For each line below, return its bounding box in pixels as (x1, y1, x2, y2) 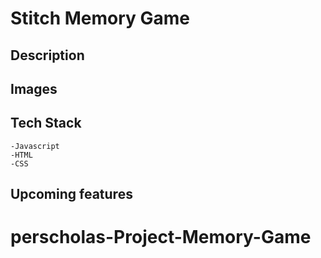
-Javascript (10, 141, 60, 151)
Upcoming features (10, 186, 133, 203)
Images (10, 80, 58, 97)
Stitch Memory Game (10, 7, 191, 30)
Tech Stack (10, 115, 82, 132)
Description (10, 47, 85, 64)
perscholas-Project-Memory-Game (10, 226, 312, 249)
